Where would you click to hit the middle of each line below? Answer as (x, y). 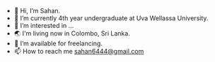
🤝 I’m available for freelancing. (58, 43)
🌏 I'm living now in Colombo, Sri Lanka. (72, 33)
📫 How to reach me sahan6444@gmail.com (79, 51)
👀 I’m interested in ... (44, 25)
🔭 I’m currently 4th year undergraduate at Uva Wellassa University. (111, 18)
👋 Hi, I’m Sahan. (37, 11)
